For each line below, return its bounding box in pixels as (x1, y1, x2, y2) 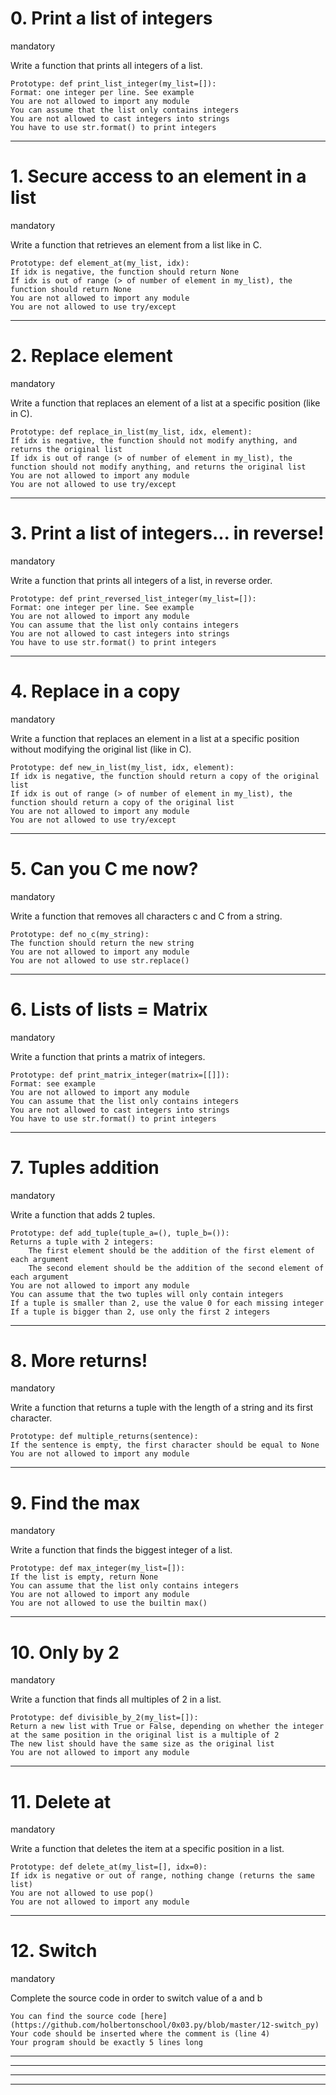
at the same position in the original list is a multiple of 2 (10, 1730, 280, 1741)
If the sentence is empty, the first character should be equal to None (10, 1440, 320, 1451)
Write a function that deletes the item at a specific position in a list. (10, 1843, 285, 1855)
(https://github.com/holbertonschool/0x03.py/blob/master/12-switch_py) (10, 2020, 320, 2031)
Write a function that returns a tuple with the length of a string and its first (10, 1402, 314, 1414)
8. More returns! (10, 1349, 148, 1372)
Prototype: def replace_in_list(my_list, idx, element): (10, 427, 253, 437)
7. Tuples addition (10, 1156, 160, 1179)
